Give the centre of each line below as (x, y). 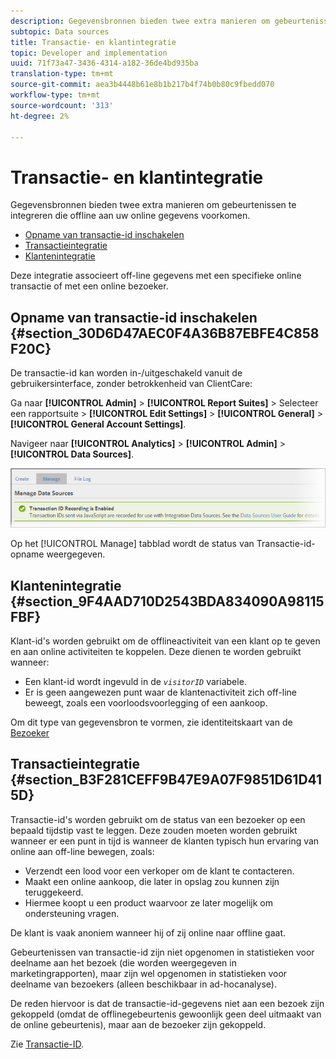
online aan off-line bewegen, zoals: (82, 851)
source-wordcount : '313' (62, 105)
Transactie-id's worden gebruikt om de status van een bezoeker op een (158, 819)
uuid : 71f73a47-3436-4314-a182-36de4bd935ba (104, 63)
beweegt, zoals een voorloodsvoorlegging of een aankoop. (146, 702)
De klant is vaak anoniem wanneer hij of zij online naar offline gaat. (148, 932)
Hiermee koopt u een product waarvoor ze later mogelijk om (148, 902)
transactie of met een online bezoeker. (89, 286)
